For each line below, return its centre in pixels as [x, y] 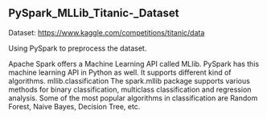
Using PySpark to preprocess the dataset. [78, 48]
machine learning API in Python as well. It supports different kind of [120, 72]
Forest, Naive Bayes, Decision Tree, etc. [74, 106]
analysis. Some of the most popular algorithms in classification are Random [133, 98]
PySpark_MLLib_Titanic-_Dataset [94, 13]
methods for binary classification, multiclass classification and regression [130, 89]
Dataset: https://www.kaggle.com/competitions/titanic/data [107, 32]
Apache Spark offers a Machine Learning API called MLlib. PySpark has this [134, 64]
